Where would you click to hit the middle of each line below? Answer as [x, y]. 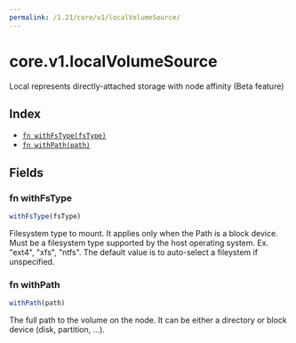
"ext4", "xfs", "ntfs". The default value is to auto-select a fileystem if [134, 252]
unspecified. [32, 261]
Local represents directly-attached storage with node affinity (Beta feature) [147, 86]
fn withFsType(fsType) [64, 136]
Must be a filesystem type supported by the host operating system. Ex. [139, 243]
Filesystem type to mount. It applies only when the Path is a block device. [144, 233]
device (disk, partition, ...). [57, 330]
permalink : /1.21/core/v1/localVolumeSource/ [95, 17]
